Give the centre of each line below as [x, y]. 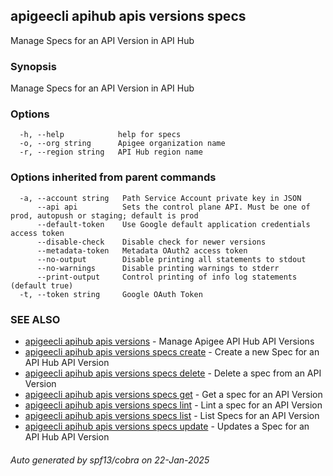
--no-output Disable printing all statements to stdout [171, 259]
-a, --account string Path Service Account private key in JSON [160, 198]
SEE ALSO [35, 319]
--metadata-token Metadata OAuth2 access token [142, 250]
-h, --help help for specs [100, 135]
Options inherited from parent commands [113, 177]
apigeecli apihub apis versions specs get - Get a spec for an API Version [173, 394]
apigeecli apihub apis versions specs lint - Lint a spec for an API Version [173, 405]
